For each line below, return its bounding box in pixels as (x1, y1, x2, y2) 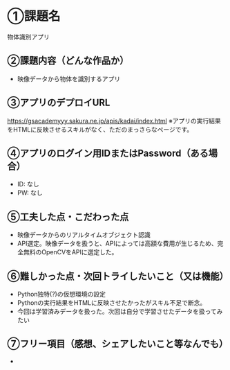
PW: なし (17, 188, 43, 197)
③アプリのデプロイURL (7, 97, 111, 109)
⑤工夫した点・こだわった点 (7, 211, 129, 222)
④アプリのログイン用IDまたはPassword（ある (7, 147, 209, 159)
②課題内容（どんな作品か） (7, 55, 129, 67)
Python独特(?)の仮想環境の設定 (17, 290, 106, 298)
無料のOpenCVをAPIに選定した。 (23, 248, 118, 256)
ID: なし (17, 180, 39, 188)
